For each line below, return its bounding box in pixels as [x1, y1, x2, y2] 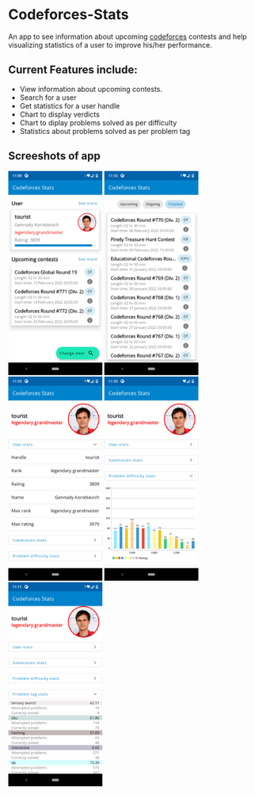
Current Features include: [8, 63, 138, 77]
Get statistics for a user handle [19, 101, 120, 110]
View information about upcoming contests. [19, 84, 163, 94]
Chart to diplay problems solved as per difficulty [19, 117, 177, 128]
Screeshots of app [8, 149, 101, 163]
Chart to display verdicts [19, 109, 101, 119]
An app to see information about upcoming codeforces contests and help [8, 32, 247, 41]
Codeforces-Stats [8, 6, 129, 24]
